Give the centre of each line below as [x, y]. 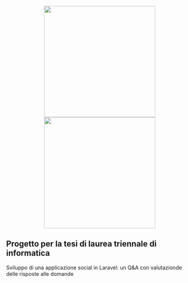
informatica [28, 253]
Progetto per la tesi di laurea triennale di [82, 244]
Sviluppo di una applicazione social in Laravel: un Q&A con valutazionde [94, 268]
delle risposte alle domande [40, 274]
